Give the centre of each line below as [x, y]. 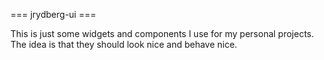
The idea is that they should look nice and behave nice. [124, 44]
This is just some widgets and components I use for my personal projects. [162, 33]
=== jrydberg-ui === [53, 14]
